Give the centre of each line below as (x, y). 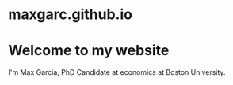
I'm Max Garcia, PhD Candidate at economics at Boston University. (117, 72)
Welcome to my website (89, 51)
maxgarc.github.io (71, 15)
